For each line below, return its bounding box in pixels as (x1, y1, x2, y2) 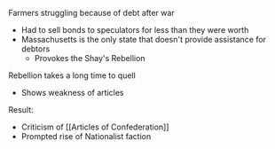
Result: (8, 105, 34, 114)
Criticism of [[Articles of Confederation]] (20, 122, 169, 132)
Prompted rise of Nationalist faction (20, 131, 152, 141)
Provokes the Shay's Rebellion (34, 53, 145, 63)
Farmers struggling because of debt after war (8, 8, 175, 18)
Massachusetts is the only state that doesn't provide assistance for (20, 35, 267, 44)
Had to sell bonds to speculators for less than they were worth (20, 25, 249, 35)
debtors (20, 43, 51, 54)
